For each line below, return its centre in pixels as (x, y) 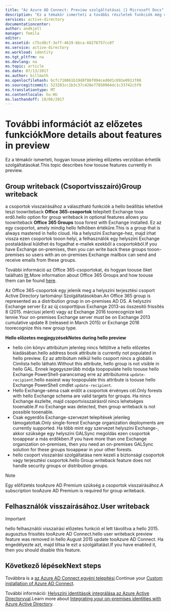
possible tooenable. (33, 412)
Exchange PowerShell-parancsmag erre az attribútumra (71, 374)
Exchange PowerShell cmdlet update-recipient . (62, 385)
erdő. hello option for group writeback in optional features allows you (77, 217)
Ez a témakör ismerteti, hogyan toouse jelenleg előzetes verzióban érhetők (83, 160)
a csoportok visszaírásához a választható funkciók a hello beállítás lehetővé (84, 206)
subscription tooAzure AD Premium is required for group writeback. (75, 490)
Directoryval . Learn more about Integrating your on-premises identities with (83, 598)
